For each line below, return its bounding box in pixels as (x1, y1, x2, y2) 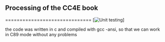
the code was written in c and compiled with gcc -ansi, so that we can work (5, 26, 160, 32)
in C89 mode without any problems (5, 31, 77, 37)
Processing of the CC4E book (5, 4, 98, 12)
